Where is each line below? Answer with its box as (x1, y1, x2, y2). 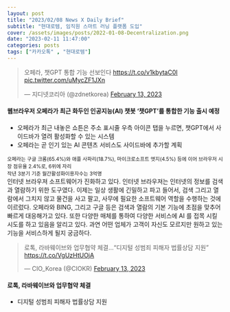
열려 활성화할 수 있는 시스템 (41, 132, 115, 141)
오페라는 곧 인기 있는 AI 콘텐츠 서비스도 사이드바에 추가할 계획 (16, 141, 183, 149)
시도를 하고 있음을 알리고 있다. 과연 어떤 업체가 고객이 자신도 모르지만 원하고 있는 (7, 221, 223, 229)
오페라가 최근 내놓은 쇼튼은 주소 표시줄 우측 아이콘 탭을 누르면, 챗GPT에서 (16, 124, 215, 132)
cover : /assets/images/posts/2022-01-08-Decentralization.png (7, 29, 189, 36)
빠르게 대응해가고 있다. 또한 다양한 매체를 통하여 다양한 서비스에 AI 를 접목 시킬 (7, 212, 218, 220)
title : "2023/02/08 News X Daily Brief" (7, 16, 125, 23)
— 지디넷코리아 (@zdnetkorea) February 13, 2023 (23, 90, 163, 98)
